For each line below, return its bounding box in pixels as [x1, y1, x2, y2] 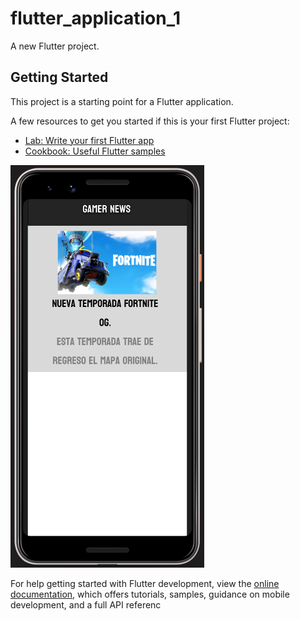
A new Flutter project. [10, 40, 100, 52]
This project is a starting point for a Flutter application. [10, 95, 234, 107]
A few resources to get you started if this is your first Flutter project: [10, 115, 290, 127]
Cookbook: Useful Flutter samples [24, 145, 166, 157]
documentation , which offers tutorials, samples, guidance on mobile [10, 588, 290, 600]
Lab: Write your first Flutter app [24, 134, 155, 146]
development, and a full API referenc [10, 598, 162, 611]
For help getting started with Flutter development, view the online [10, 577, 280, 589]
